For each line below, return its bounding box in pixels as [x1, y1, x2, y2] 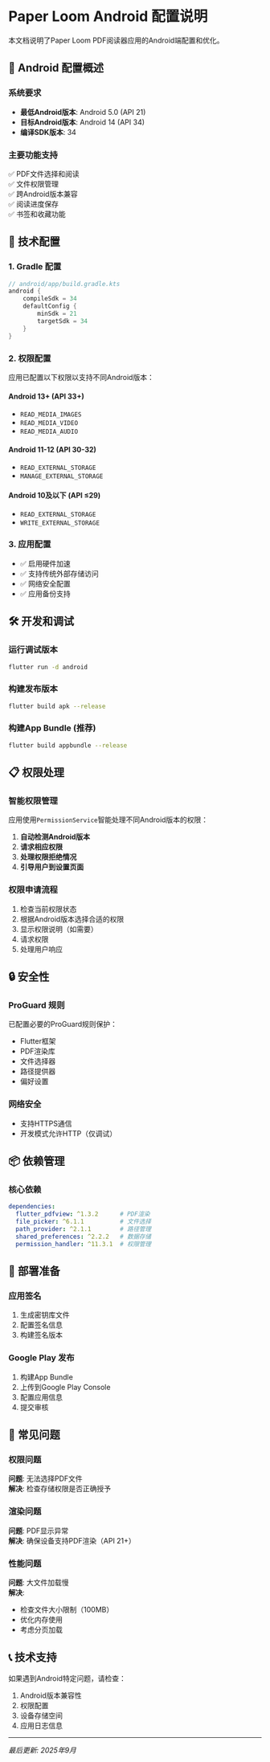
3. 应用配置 [8, 539, 51, 550]
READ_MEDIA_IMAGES [19, 411, 82, 419]
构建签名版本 [19, 1331, 63, 1340]
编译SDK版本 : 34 [19, 127, 76, 137]
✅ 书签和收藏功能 [8, 209, 66, 219]
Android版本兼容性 [19, 1690, 82, 1700]
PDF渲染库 [19, 1046, 56, 1057]
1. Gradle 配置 [8, 261, 62, 272]
